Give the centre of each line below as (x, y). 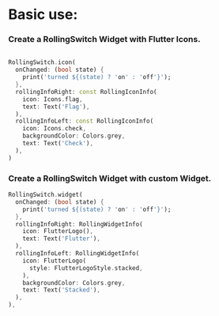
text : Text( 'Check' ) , (58, 144)
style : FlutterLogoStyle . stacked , (86, 268)
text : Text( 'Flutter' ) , (62, 239)
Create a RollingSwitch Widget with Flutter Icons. (104, 39)
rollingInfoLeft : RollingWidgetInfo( (77, 254)
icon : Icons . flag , (53, 99)
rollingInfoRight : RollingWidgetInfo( (79, 224)
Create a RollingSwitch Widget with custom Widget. (110, 178)
